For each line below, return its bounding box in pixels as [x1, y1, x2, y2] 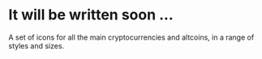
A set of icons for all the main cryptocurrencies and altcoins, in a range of [8, 32, 255, 42]
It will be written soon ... [8, 6, 174, 24]
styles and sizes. [8, 40, 65, 50]
